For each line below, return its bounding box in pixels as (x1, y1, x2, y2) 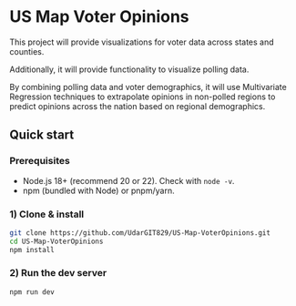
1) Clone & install (9, 208, 85, 220)
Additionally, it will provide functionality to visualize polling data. (9, 64, 250, 75)
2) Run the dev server (9, 267, 107, 280)
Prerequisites (9, 155, 70, 168)
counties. (9, 46, 45, 56)
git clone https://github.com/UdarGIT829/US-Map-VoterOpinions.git (9, 228, 271, 238)
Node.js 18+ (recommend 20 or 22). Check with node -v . (22, 175, 235, 186)
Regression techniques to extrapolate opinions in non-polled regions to (9, 91, 276, 102)
